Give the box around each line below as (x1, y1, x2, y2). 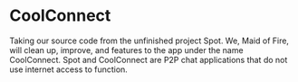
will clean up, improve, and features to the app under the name (9, 44, 244, 55)
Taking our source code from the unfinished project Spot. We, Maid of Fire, (9, 35, 290, 46)
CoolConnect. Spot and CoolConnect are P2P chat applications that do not (9, 54, 288, 65)
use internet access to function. (9, 64, 129, 75)
